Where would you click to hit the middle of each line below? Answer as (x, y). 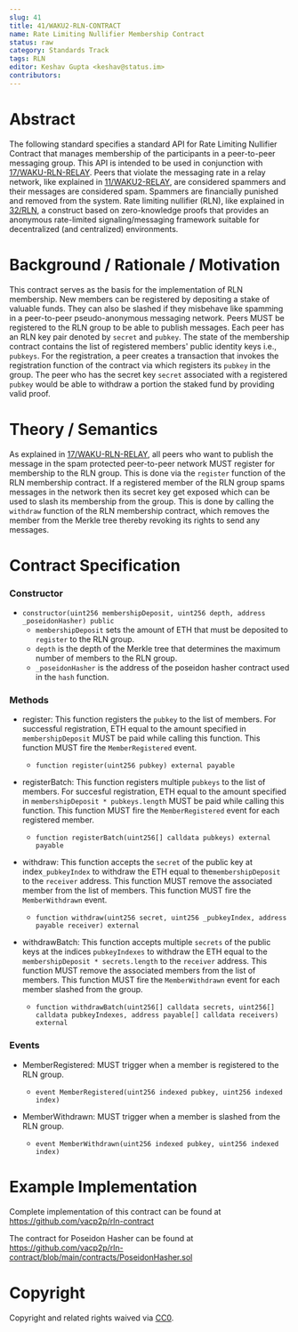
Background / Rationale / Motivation (145, 265)
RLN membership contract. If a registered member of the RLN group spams (147, 482)
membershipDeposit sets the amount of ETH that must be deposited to (162, 630)
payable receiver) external (87, 926)
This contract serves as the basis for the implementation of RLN (126, 289)
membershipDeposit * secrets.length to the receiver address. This (145, 961)
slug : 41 (25, 17)
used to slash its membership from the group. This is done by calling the (141, 501)
